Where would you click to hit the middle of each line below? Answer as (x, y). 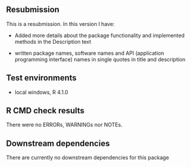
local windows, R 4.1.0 (42, 92)
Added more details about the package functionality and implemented (99, 35)
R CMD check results (45, 111)
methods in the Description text (53, 41)
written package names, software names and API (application (89, 53)
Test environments (41, 78)
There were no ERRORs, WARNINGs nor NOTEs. (64, 125)
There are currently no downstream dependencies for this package (88, 158)
